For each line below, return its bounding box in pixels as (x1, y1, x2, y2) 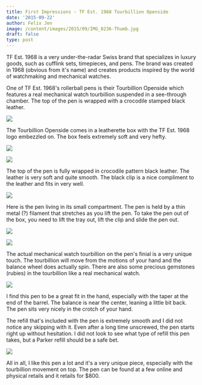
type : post (6, 37, 34, 43)
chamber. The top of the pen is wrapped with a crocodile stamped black (6, 97, 186, 104)
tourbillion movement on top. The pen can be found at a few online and (6, 366, 183, 373)
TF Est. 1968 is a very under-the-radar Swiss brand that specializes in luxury (6, 54, 197, 60)
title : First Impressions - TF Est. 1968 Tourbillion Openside (6, 8, 169, 15)
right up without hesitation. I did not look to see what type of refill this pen (6, 330, 190, 337)
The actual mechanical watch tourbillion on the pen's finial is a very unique (6, 250, 192, 257)
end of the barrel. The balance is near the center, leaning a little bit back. (6, 299, 187, 306)
